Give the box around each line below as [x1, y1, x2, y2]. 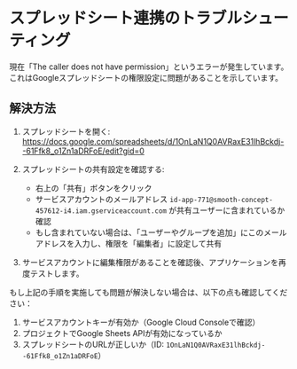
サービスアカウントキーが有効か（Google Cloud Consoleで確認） [21, 317, 261, 327]
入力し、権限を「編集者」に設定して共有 [74, 238, 223, 248]
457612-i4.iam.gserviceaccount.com [35, 206, 167, 216]
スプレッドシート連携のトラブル [9, 8, 243, 28]
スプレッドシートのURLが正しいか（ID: [21, 339, 165, 349]
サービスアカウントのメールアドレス [35, 193, 168, 204]
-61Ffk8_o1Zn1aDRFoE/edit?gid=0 [21, 145, 145, 156]
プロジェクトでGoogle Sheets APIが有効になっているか [21, 327, 223, 338]
